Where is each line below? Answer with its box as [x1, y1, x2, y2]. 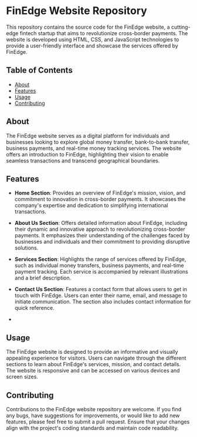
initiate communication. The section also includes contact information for [14, 298, 191, 305]
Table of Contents [6, 66, 73, 76]
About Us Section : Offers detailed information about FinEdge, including [14, 220, 188, 227]
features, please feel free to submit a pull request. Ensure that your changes [6, 418, 190, 425]
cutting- [171, 23, 191, 30]
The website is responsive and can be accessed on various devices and [6, 367, 180, 374]
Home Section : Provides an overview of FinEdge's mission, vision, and [14, 189, 186, 197]
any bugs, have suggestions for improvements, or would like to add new [6, 412, 180, 419]
